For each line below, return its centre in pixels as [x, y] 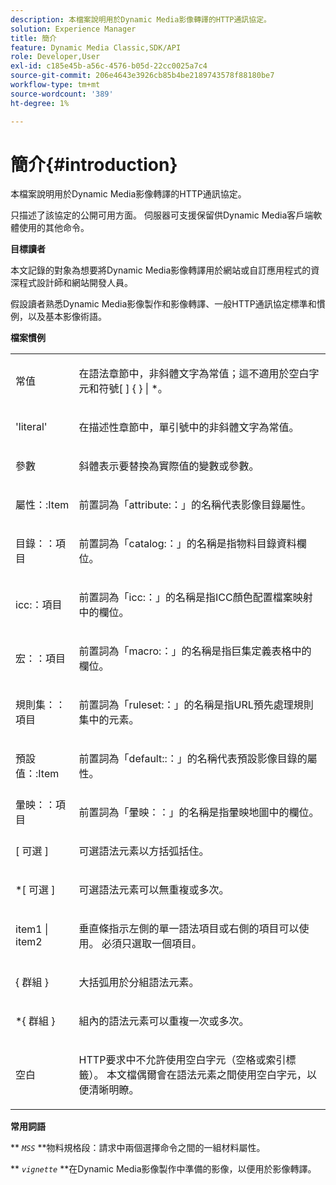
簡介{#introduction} [94, 164]
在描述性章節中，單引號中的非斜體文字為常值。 [189, 428]
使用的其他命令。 [54, 228]
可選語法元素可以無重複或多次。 [154, 890]
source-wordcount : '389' [62, 94]
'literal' [31, 427]
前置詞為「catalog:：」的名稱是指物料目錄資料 [187, 544]
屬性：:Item [42, 505]
